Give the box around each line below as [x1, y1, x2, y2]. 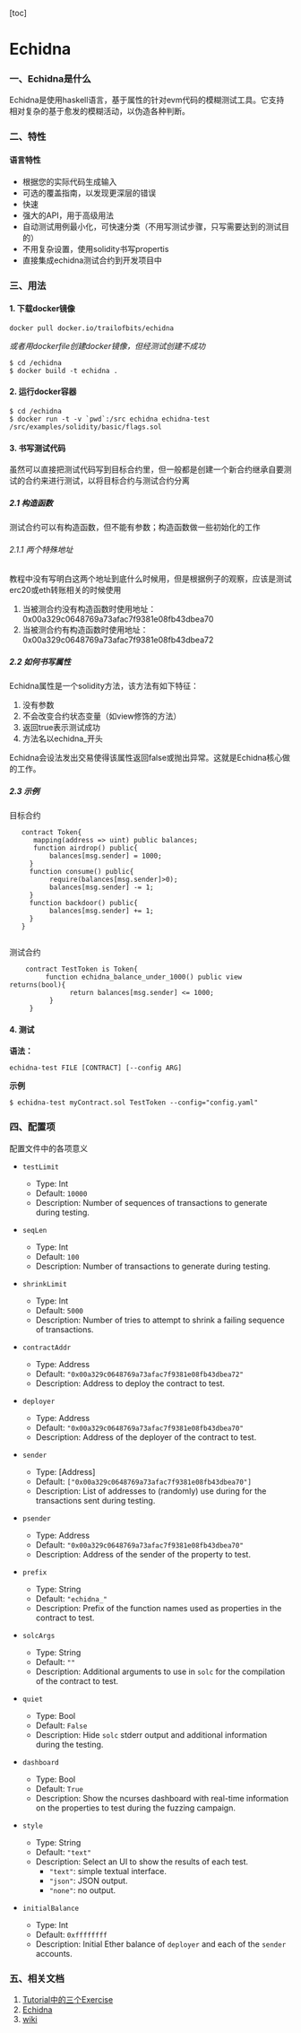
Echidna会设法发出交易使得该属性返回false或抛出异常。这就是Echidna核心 [9, 753, 283, 763]
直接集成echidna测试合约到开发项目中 [21, 255, 163, 266]
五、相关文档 [9, 1972, 65, 1985]
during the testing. [35, 1739, 104, 1749]
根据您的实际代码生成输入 [21, 176, 117, 187]
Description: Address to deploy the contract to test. [35, 1377, 226, 1389]
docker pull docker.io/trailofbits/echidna [9, 323, 175, 333]
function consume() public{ [29, 868, 134, 877]
